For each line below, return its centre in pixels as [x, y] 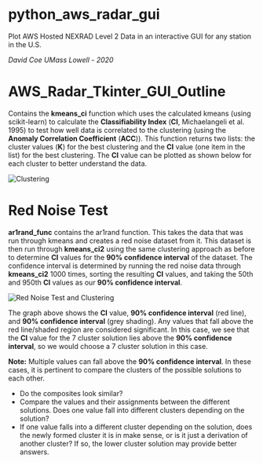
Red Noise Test [58, 211]
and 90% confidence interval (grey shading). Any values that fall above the [131, 321]
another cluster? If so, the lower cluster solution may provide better [128, 443]
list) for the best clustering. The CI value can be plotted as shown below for [130, 155]
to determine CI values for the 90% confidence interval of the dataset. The [130, 257]
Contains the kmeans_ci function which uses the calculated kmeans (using [130, 113]
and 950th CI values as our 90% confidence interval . [95, 282]
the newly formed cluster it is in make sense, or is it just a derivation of [134, 435]
